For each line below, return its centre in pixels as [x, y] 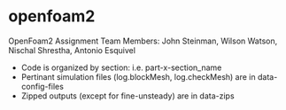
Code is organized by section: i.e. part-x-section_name [121, 67]
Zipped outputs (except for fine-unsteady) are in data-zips [128, 96]
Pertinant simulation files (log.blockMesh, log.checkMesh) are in [138, 76]
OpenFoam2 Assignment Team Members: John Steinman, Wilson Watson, [143, 41]
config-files [42, 86]
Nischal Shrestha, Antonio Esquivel [72, 50]
